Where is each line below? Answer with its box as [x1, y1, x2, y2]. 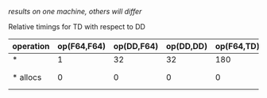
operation [12, 41, 50, 51]
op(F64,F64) [56, 41, 106, 51]
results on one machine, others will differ [8, 7, 142, 16]
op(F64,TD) [215, 41, 260, 51]
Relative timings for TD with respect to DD [8, 22, 145, 31]
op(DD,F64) [113, 41, 159, 51]
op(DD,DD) [165, 41, 208, 51]
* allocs [12, 72, 42, 82]
